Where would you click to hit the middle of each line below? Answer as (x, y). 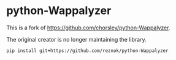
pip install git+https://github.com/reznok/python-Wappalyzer (87, 51)
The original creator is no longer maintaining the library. (76, 39)
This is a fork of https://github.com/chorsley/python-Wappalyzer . (88, 28)
